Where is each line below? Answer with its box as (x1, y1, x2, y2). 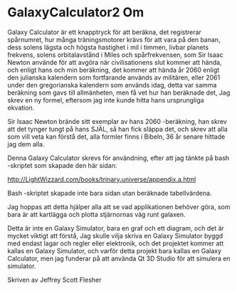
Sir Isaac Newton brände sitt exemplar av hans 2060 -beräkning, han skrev (7, 117, 228, 125)
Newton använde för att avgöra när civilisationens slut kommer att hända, (7, 58, 222, 66)
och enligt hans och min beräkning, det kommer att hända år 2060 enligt (7, 65, 220, 74)
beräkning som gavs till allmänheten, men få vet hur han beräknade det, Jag (7, 88, 231, 97)
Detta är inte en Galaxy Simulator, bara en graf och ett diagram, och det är (7, 223, 224, 232)
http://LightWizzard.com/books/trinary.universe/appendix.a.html (7, 175, 196, 184)
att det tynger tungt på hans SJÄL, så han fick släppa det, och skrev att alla (7, 125, 228, 133)
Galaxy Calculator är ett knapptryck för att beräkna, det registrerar (7, 28, 201, 36)
